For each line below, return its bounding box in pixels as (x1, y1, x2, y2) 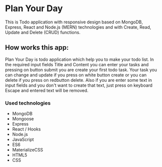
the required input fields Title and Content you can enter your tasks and (5, 61, 149, 67)
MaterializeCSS (12, 147, 43, 153)
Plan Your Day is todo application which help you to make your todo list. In (5, 56, 154, 62)
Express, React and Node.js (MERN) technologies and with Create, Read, (5, 24, 151, 30)
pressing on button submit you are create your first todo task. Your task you (5, 67, 157, 73)
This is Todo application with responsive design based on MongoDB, (5, 19, 143, 25)
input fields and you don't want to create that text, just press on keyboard (5, 82, 153, 88)
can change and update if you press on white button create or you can (5, 72, 147, 78)
